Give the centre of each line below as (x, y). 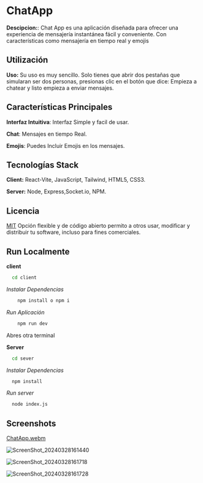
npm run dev (33, 323)
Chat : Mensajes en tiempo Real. (47, 134)
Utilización (27, 60)
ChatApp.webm (26, 438)
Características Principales (59, 107)
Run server (20, 393)
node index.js (30, 404)
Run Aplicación (25, 312)
